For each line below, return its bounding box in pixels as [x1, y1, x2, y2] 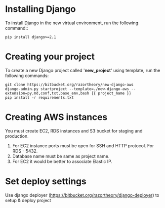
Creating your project [5, 51, 95, 62]
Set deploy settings [5, 176, 86, 187]
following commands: [5, 73, 49, 79]
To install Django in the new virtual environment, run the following [5, 20, 138, 26]
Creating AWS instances [5, 112, 108, 123]
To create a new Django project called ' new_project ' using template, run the [5, 67, 161, 73]
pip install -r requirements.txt [5, 95, 74, 100]
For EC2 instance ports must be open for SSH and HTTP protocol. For [12, 142, 154, 149]
